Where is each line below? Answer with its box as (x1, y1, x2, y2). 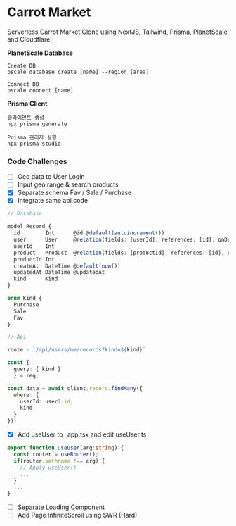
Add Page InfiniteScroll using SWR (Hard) (17, 511, 138, 520)
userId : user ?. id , (20, 398, 74, 405)
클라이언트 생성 (7, 114, 44, 121)
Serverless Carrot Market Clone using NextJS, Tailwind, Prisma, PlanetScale (7, 27, 228, 36)
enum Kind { (7, 295, 42, 302)
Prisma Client (7, 99, 48, 108)
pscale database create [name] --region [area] (7, 68, 150, 75)
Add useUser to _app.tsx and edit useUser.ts (17, 430, 147, 439)
